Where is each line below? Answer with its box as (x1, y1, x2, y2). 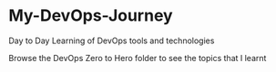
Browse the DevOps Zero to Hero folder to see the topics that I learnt (8, 52, 267, 63)
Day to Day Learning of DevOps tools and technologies (8, 35, 215, 46)
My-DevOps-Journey (8, 5, 174, 26)
